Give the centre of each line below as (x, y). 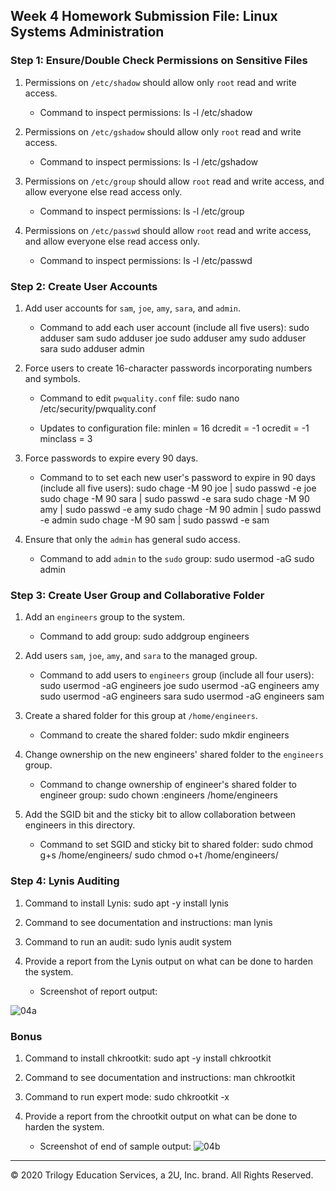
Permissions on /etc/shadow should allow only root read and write (160, 82)
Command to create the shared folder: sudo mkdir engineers (164, 735)
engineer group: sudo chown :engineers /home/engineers (158, 795)
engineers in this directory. (80, 825)
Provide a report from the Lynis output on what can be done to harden (168, 961)
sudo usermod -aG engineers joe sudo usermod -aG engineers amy (179, 686)
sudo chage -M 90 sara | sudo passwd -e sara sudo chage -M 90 (174, 498)
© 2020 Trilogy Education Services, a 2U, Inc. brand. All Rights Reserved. (162, 1175)
